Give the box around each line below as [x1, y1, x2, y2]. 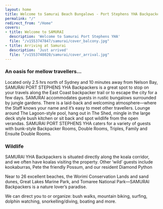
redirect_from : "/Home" [5, 20, 53, 26]
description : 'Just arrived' [9, 48, 68, 52]
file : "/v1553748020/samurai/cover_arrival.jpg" [9, 52, 110, 57]
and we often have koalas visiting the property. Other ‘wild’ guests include [5, 159, 153, 165]
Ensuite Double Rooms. [5, 130, 52, 136]
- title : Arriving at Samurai [5, 43, 66, 48]
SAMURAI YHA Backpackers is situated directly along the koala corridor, [5, 154, 149, 160]
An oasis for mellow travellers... [5, 68, 82, 75]
